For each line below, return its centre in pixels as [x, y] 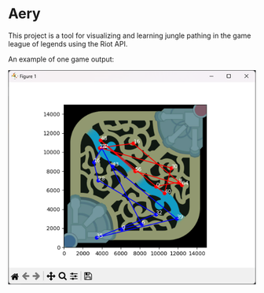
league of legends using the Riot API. [68, 43]
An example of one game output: [61, 59]
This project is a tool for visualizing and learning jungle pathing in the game [130, 35]
